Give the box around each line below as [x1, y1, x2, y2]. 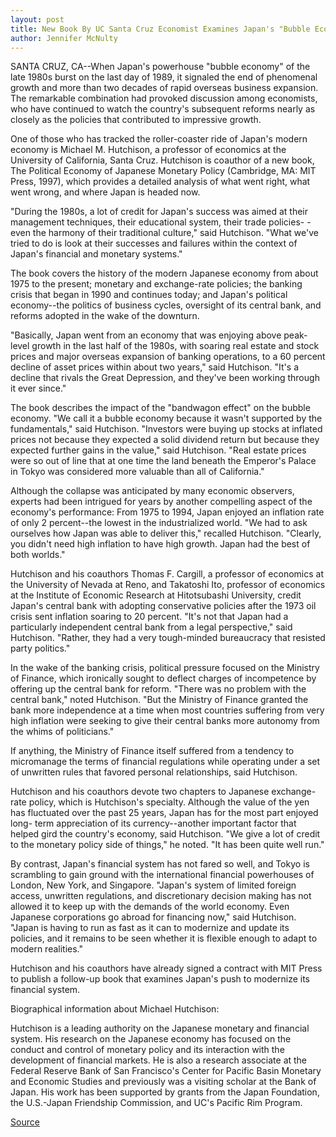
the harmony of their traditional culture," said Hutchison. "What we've [32, 227, 319, 239]
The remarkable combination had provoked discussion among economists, [10, 92, 318, 105]
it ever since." [10, 382, 67, 395]
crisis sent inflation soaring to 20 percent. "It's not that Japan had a [10, 611, 289, 623]
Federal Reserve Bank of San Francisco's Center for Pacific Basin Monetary [10, 1065, 322, 1077]
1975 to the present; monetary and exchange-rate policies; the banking [10, 278, 303, 290]
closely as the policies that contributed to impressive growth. [10, 114, 262, 126]
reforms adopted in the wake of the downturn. [10, 310, 200, 322]
